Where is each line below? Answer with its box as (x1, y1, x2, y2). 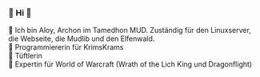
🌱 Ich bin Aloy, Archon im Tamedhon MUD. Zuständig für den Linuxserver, (8, 26, 252, 35)
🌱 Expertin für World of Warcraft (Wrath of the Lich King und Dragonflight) (8, 59, 253, 69)
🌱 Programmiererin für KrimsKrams (8, 43, 124, 52)
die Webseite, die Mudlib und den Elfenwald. (8, 34, 155, 43)
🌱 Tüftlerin (8, 51, 42, 61)
